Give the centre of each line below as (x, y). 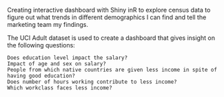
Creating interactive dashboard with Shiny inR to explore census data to (109, 10)
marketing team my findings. (48, 24)
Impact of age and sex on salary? (57, 64)
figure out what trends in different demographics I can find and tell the (107, 17)
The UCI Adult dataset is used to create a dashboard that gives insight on (111, 38)
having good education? (41, 76)
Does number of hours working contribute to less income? (92, 82)
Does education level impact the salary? (68, 58)
